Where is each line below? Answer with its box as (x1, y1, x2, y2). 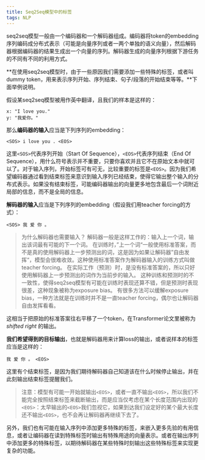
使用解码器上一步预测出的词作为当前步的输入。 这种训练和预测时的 (21, 271, 189, 278)
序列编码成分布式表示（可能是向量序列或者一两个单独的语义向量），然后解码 (6, 40, 196, 47)
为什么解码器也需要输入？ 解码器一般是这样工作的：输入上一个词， (21, 233, 189, 241)
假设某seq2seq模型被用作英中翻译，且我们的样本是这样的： (6, 96, 157, 104)
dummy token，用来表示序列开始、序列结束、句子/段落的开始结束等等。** (6, 76, 192, 83)
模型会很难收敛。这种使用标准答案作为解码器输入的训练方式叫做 (34, 256, 195, 263)
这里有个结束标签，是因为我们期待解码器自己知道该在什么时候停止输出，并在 (6, 367, 199, 375)
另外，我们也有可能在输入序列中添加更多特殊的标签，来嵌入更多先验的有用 (6, 424, 193, 431)
